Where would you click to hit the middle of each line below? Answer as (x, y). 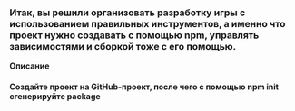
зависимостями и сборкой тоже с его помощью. (123, 46)
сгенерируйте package (55, 96)
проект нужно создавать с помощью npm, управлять (134, 35)
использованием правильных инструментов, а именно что (147, 23)
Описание (29, 66)
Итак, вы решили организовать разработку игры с (128, 13)
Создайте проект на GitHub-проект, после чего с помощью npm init (144, 87)
